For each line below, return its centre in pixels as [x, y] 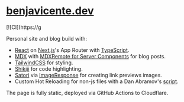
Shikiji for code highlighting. [49, 68]
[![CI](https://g [24, 27]
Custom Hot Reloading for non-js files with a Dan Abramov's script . [96, 81]
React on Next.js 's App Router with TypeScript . [72, 50]
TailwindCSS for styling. [44, 62]
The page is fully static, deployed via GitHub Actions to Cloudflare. [87, 93]
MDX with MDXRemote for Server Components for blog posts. [90, 56]
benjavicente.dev [50, 11]
